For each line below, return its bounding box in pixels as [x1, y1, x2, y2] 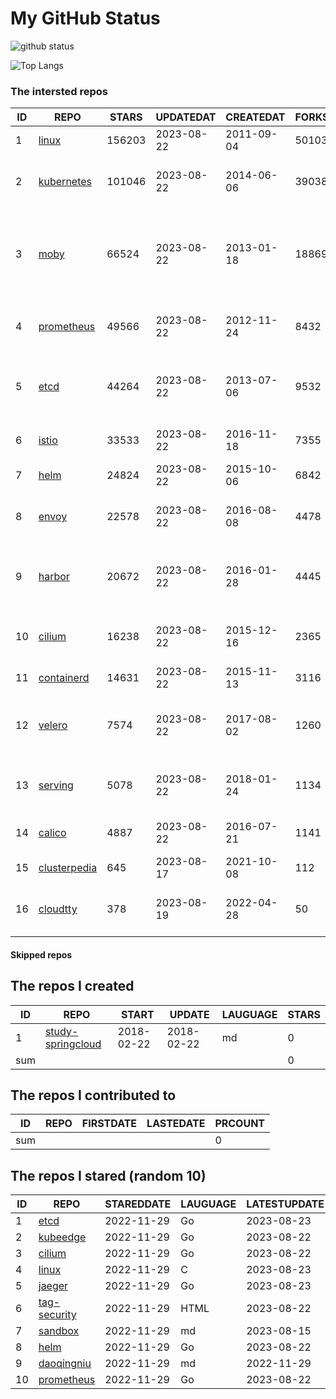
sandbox [38, 1324, 80, 1338]
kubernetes [38, 175, 93, 189]
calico [38, 826, 67, 840]
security [38, 1308, 77, 1322]
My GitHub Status [10, 7, 161, 30]
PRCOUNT [214, 1117, 266, 1131]
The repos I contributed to [10, 1087, 177, 1104]
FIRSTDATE [81, 1117, 138, 1131]
